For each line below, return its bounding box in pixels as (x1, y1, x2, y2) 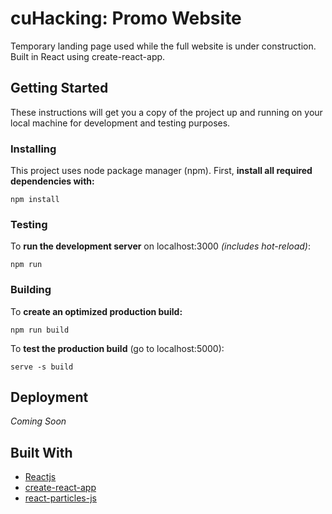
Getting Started (10, 80, 109, 97)
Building (10, 283, 52, 297)
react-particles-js (24, 492, 97, 504)
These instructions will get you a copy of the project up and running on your (10, 106, 323, 118)
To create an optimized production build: (10, 305, 183, 317)
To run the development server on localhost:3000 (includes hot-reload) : (10, 240, 311, 252)
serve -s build (10, 362, 74, 372)
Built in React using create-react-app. (10, 50, 166, 62)
